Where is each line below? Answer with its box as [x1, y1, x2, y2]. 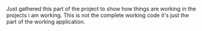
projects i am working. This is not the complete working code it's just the [6, 12, 189, 19]
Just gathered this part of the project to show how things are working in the [6, 5, 197, 12]
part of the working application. [6, 18, 85, 25]
